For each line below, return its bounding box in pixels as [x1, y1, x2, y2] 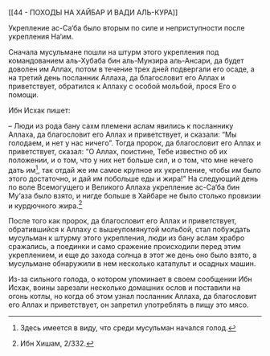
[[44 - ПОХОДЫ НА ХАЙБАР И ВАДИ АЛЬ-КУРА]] [8, 8, 178, 17]
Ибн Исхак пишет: [8, 105, 71, 115]
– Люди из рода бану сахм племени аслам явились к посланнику [8, 121, 234, 130]
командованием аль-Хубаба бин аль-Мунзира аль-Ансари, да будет [8, 56, 244, 65]
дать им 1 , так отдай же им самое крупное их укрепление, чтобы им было [8, 164, 261, 174]
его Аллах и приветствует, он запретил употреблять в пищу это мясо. [8, 300, 249, 309]
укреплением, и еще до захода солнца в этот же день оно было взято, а [8, 250, 257, 260]
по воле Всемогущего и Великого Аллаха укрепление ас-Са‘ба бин [8, 182, 239, 192]
